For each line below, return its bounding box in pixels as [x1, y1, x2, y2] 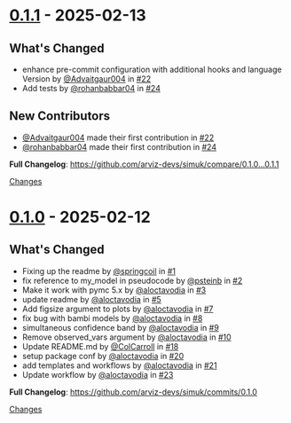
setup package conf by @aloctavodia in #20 [21, 350, 185, 361]
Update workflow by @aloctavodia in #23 [21, 369, 174, 380]
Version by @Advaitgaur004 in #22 [21, 74, 152, 84]
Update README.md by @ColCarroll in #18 [21, 341, 179, 351]
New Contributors [9, 108, 111, 124]
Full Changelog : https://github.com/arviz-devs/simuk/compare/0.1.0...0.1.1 [9, 159, 279, 169]
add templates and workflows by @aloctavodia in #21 [21, 360, 217, 371]
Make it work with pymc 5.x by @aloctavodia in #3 [21, 285, 207, 295]
